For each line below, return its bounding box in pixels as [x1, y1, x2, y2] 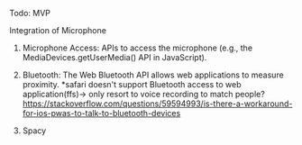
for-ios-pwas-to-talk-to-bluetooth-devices [22, 108, 181, 118]
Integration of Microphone [9, 25, 106, 35]
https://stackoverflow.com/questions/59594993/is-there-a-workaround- [22, 98, 293, 109]
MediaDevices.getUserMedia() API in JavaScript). [22, 52, 207, 62]
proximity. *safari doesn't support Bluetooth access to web [22, 79, 242, 89]
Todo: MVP [9, 8, 51, 18]
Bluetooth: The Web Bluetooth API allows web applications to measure [22, 69, 284, 80]
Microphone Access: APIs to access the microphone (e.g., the [22, 42, 253, 53]
